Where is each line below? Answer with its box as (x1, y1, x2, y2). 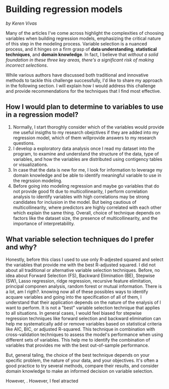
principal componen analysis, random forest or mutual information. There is (6, 283, 162, 289)
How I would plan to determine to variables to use (6, 102, 164, 112)
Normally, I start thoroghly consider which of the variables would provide (13, 124, 164, 130)
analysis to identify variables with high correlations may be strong (13, 193, 150, 200)
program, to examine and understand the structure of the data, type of (13, 150, 159, 157)
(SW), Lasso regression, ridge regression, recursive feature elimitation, (6, 277, 152, 284)
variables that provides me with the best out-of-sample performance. (6, 342, 149, 348)
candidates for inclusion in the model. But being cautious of (13, 199, 137, 205)
